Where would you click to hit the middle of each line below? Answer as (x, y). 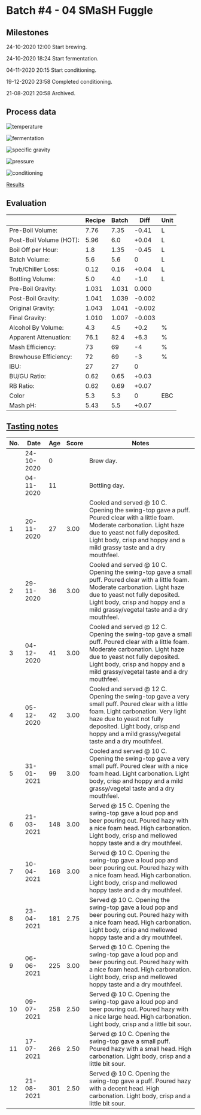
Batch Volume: (30, 259)
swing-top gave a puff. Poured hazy (140, 1081)
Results (16, 184)
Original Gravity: (32, 308)
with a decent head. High (124, 1089)
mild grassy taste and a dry (127, 548)
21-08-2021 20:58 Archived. (41, 93)
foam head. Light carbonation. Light (139, 774)
